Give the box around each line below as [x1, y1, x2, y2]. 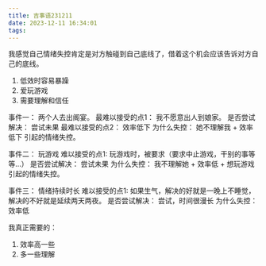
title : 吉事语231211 [8, 11, 73, 20]
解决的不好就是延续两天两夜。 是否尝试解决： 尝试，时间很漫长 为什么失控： [8, 196, 258, 206]
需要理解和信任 [19, 96, 69, 106]
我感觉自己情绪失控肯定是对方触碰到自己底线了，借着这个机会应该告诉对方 [8, 49, 252, 59]
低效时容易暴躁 [19, 76, 69, 86]
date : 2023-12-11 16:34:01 [8, 19, 98, 27]
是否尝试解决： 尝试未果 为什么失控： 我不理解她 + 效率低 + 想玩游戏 [30, 160, 256, 169]
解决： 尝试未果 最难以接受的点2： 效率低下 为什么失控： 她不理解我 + [8, 122, 238, 132]
